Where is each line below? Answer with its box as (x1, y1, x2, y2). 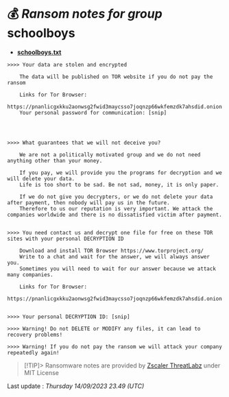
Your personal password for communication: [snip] (19, 109, 167, 116)
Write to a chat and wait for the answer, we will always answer (19, 253, 210, 260)
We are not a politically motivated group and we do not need (19, 151, 201, 158)
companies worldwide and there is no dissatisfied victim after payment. (7, 211, 223, 218)
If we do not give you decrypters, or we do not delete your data (19, 193, 213, 200)
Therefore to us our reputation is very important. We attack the (19, 205, 213, 212)
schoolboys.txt (16, 48, 62, 56)
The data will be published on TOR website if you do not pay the (19, 73, 213, 80)
